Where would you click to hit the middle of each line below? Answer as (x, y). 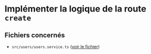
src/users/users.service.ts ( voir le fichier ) (56, 47)
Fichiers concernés (35, 35)
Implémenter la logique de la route (75, 9)
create (18, 18)
